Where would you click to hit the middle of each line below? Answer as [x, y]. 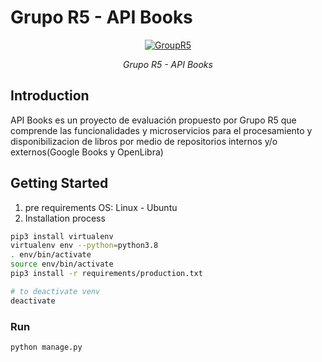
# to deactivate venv [55, 291]
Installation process [65, 218]
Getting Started [59, 183]
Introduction [50, 96]
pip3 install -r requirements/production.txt [106, 274]
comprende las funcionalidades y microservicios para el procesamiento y [161, 130]
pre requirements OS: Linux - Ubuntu [101, 207]
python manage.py [46, 347]
